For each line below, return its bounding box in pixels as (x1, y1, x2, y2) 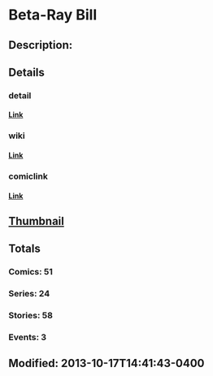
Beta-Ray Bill (8, 6, 98, 24)
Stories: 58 (8, 310, 53, 322)
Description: (8, 38, 73, 52)
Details (8, 65, 45, 79)
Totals (8, 242, 41, 256)
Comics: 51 (8, 266, 53, 278)
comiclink (8, 171, 49, 182)
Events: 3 (8, 331, 47, 343)
